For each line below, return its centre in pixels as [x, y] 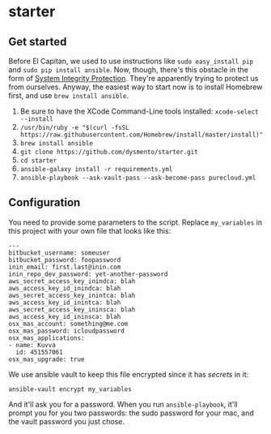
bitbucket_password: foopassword [65, 260]
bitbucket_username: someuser [59, 253]
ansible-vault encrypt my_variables [70, 389]
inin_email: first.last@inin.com [65, 267]
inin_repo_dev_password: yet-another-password [88, 274]
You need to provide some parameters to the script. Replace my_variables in [135, 222]
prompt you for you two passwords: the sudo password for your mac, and [131, 413]
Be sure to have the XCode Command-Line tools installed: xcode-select [139, 111]
